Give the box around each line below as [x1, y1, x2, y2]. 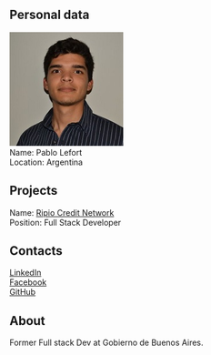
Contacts [9, 243, 64, 259]
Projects [9, 183, 58, 198]
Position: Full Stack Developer [9, 217, 122, 228]
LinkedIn [9, 268, 42, 279]
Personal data [9, 7, 90, 23]
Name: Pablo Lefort [9, 147, 83, 157]
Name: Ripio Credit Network [9, 207, 115, 218]
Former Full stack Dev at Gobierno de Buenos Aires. [9, 337, 204, 349]
